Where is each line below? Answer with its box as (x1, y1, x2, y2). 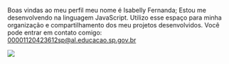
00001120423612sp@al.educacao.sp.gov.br (7, 36, 137, 44)
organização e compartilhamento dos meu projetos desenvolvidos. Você (7, 21, 220, 29)
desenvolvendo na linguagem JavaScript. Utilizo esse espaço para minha (7, 13, 222, 22)
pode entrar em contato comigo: (7, 28, 102, 37)
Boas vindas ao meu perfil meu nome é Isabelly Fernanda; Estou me (7, 6, 206, 14)
